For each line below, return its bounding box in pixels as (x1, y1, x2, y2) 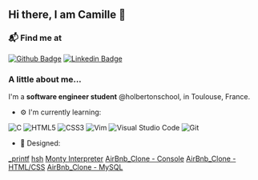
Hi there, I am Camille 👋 (8, 8, 126, 22)
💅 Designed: (19, 138, 61, 148)
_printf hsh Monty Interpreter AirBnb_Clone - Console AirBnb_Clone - (8, 154, 236, 163)
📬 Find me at (8, 33, 62, 44)
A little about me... (8, 74, 82, 85)
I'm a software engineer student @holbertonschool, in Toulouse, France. (8, 91, 251, 101)
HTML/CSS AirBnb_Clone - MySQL (8, 162, 123, 172)
